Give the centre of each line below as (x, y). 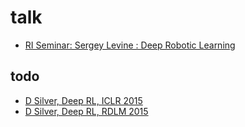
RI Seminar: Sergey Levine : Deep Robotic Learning (130, 45)
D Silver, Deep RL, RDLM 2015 (86, 111)
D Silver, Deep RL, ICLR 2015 (83, 100)
